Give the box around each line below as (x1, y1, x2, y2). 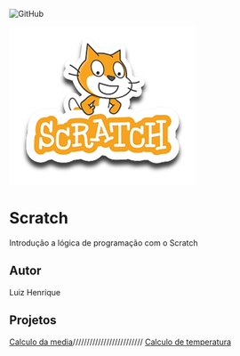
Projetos (9, 312, 57, 328)
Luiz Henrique (9, 287, 60, 297)
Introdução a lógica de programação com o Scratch (9, 237, 198, 248)
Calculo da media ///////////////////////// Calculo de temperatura (9, 336, 232, 347)
